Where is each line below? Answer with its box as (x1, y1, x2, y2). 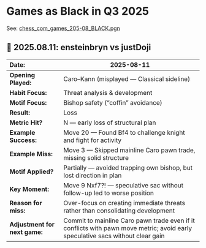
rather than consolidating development (63, 206, 175, 215)
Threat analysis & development (63, 88, 153, 97)
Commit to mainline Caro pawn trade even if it (63, 216, 195, 225)
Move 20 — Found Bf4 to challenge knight (63, 128, 185, 137)
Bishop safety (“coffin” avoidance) (63, 98, 162, 107)
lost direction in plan (63, 171, 122, 179)
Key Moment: (9, 185, 50, 194)
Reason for (9, 198, 42, 207)
